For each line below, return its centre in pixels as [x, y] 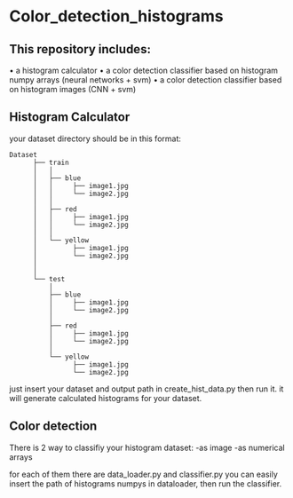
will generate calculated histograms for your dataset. [106, 398]
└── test [49, 279]
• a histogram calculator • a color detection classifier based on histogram [143, 70]
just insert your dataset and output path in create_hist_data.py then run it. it [146, 389]
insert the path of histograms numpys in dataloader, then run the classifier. [146, 483]
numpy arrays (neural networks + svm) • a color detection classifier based [146, 80]
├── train [51, 162]
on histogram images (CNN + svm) [73, 89]
